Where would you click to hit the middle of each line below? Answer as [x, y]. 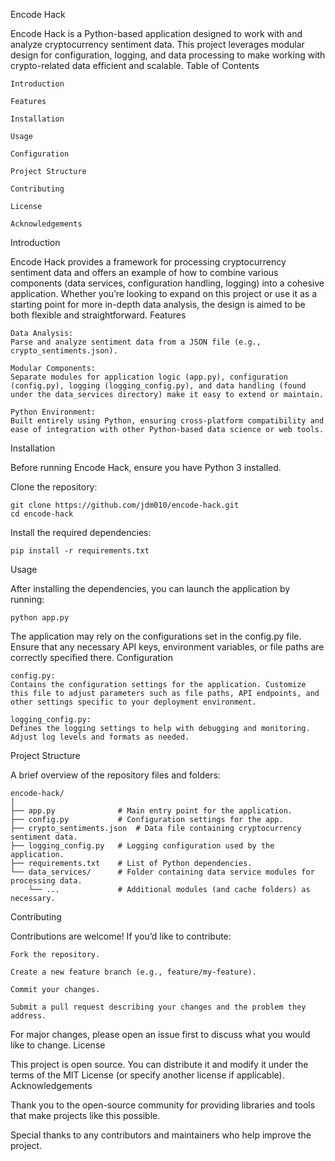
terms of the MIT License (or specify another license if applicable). [147, 1075]
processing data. [46, 881]
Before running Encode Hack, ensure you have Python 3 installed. [146, 467]
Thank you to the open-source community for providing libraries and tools [163, 1105]
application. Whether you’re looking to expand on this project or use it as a [164, 293]
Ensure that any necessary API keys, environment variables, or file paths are [167, 647]
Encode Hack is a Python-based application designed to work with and [156, 33]
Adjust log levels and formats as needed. [100, 737]
